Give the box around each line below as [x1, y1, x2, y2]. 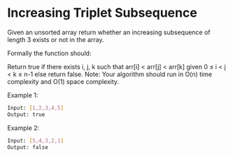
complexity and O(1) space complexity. [7, 77, 120, 85]
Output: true [7, 110, 45, 118]
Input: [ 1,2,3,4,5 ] [7, 104, 64, 111]
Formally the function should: [7, 49, 92, 57]
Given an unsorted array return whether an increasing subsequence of [7, 28, 211, 36]
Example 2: [7, 124, 40, 132]
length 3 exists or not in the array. [7, 35, 104, 43]
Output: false [7, 143, 49, 151]
